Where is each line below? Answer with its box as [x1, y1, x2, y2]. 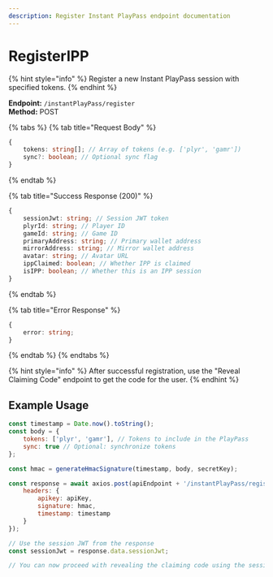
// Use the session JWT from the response [8, 539, 154, 548]
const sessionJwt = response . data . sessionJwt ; [8, 547, 169, 555]
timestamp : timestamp [37, 510, 111, 518]
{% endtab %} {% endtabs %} [8, 351, 110, 360]
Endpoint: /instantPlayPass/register [8, 98, 136, 108]
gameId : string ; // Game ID [23, 229, 118, 238]
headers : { [23, 487, 60, 495]
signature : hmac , [37, 502, 96, 510]
